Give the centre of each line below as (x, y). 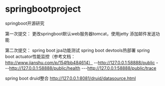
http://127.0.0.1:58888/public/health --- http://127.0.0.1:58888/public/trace (83, 68)
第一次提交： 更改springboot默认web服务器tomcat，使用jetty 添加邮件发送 (80, 33)
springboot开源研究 (25, 23)
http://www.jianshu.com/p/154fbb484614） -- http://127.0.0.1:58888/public (80, 62)
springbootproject (43, 9)
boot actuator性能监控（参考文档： (40, 56)
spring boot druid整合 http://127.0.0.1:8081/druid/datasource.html (70, 78)
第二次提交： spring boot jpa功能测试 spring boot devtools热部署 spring (77, 50)
